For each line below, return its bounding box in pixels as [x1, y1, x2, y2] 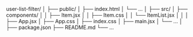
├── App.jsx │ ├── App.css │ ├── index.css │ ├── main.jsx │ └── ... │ [6, 18, 183, 24]
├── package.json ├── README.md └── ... [6, 24, 114, 31]
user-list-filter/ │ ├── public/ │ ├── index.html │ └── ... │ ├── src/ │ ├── [6, 6, 188, 12]
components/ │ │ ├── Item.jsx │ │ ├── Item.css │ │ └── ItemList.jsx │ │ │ [6, 12, 189, 18]
